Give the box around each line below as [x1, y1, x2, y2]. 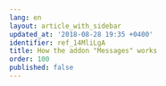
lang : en [9, 13, 42, 22]
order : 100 [9, 55, 50, 64]
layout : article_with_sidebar [9, 21, 122, 30]
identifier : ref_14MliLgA [9, 38, 105, 47]
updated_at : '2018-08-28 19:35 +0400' [9, 30, 154, 39]
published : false [9, 64, 74, 73]
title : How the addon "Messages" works [9, 47, 158, 56]
